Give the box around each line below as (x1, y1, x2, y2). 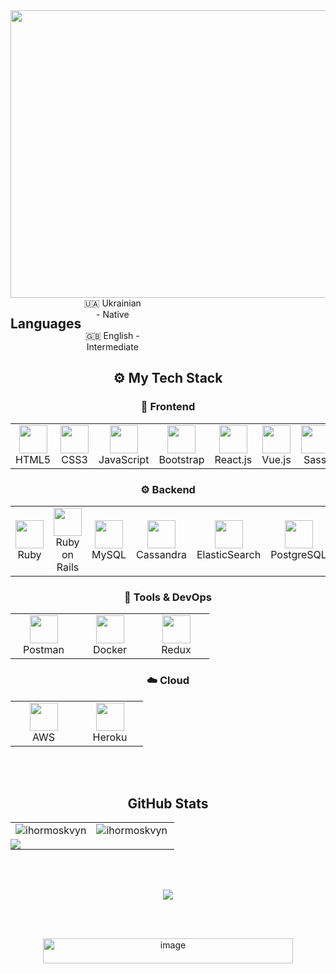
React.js (214, 452, 253, 466)
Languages (10, 315, 82, 333)
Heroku (92, 730, 128, 744)
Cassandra (136, 547, 187, 561)
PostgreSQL (270, 547, 327, 561)
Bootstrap (158, 452, 205, 466)
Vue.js (261, 452, 292, 466)
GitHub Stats (127, 795, 209, 812)
